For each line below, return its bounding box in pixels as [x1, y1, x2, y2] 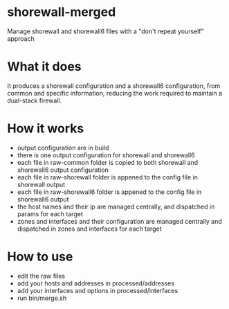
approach [7, 34, 35, 42]
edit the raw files [17, 272, 66, 280]
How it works [7, 121, 84, 136]
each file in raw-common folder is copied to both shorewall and [17, 158, 199, 166]
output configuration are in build [17, 143, 109, 152]
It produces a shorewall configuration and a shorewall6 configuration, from [7, 81, 221, 90]
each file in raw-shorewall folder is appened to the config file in [17, 173, 199, 181]
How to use [7, 249, 73, 264]
